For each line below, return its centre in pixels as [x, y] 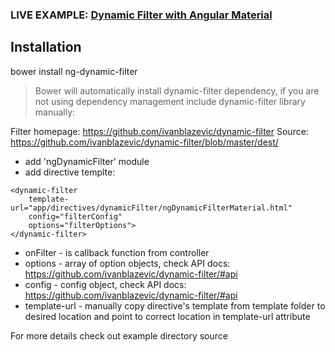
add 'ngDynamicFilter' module [87, 161]
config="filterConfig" [75, 216]
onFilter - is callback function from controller [117, 252]
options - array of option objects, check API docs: [127, 263]
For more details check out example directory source [119, 335]
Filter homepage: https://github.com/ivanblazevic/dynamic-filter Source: [159, 131]
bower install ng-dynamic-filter [74, 71]
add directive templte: [70, 172]
